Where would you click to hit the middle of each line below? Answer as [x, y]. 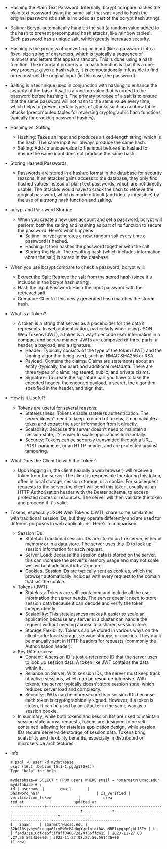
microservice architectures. [46, 743]
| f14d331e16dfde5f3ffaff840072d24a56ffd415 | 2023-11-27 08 [76, 833]
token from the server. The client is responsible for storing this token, [90, 476]
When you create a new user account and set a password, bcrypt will [90, 219]
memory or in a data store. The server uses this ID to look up [88, 544]
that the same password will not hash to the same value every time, [80, 101]
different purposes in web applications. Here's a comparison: [74, 523]
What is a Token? [28, 313]
